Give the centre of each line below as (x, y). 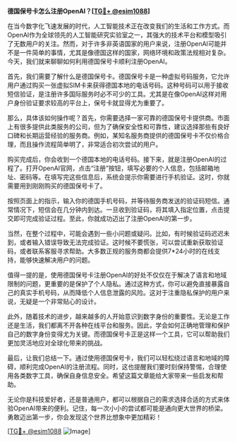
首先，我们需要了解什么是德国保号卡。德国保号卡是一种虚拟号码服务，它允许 (119, 76)
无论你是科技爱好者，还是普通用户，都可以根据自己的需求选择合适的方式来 (115, 399)
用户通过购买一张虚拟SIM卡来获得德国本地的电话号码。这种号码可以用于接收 (118, 85)
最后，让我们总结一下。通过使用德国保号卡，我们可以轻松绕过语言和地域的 (115, 358)
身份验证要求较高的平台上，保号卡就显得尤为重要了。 (90, 103)
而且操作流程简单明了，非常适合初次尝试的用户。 (91, 144)
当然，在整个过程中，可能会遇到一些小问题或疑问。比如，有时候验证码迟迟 (115, 233)
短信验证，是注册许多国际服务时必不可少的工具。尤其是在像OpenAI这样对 (114, 94)
